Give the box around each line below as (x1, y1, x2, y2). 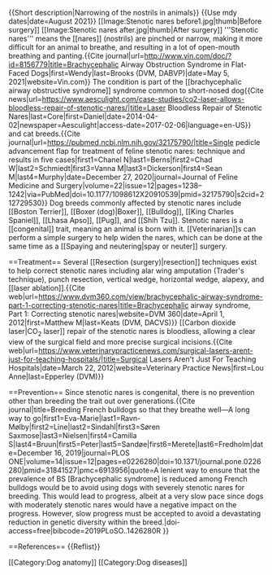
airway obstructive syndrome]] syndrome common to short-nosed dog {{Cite (8, 86, 264, 95)
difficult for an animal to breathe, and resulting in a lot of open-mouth (8, 42, 240, 52)
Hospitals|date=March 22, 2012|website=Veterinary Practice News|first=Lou (8, 362, 264, 372)
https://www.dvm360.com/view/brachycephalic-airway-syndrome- (38, 292, 264, 301)
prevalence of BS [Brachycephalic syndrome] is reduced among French (8, 473, 248, 484)
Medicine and (8, 181, 54, 191)
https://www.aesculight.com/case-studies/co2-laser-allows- (41, 94, 245, 103)
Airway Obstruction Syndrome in (120, 59, 230, 69)
